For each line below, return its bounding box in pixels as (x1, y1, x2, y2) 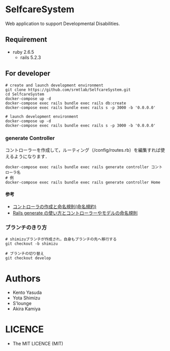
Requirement (5, 35, 47, 44)
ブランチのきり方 (5, 224, 47, 231)
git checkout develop (5, 255, 51, 261)
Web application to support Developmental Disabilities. (5, 20, 120, 27)
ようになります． (14, 153, 50, 159)
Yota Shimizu (12, 295, 41, 301)
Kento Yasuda (12, 290, 42, 296)
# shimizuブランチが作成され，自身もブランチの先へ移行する (5, 237, 117, 242)
